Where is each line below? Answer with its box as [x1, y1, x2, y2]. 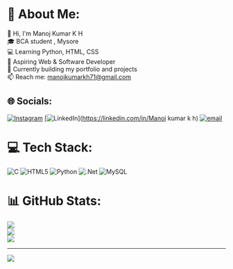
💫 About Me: [7, 6, 80, 22]
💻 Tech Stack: [7, 139, 93, 155]
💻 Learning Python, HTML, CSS [7, 47, 99, 56]
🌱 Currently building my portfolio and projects [7, 65, 137, 73]
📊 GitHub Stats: [7, 193, 102, 209]
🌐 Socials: [7, 95, 53, 107]
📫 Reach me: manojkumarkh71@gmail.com [7, 72, 132, 81]
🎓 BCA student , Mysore [7, 37, 79, 45]
